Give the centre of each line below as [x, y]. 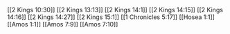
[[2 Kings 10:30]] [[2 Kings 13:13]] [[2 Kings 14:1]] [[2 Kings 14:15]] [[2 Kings [115, 10]
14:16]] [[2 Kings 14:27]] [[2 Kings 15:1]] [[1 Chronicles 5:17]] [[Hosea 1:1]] [111, 17]
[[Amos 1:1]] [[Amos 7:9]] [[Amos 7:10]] [63, 24]
